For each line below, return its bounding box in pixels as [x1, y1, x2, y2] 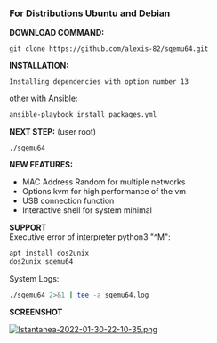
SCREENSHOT [9, 306, 63, 317]
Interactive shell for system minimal [21, 205, 153, 216]
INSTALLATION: [9, 61, 69, 71]
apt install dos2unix [9, 249, 90, 258]
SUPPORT [9, 222, 47, 233]
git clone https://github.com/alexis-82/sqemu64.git [9, 45, 209, 53]
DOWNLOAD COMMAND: [9, 28, 105, 38]
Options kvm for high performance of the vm [21, 186, 187, 197]
